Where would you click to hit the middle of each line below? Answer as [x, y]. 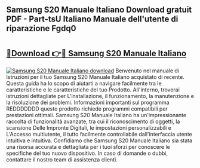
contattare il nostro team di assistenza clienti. [62, 160]
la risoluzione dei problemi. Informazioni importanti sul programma [88, 102]
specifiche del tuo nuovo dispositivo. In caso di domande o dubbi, [87, 153]
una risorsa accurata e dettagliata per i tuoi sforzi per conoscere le [88, 147]
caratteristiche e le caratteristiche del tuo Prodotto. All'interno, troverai [93, 90]
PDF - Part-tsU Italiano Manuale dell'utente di [92, 19]
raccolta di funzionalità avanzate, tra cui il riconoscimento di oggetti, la [93, 121]
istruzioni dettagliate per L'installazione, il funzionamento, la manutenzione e [100, 96]
